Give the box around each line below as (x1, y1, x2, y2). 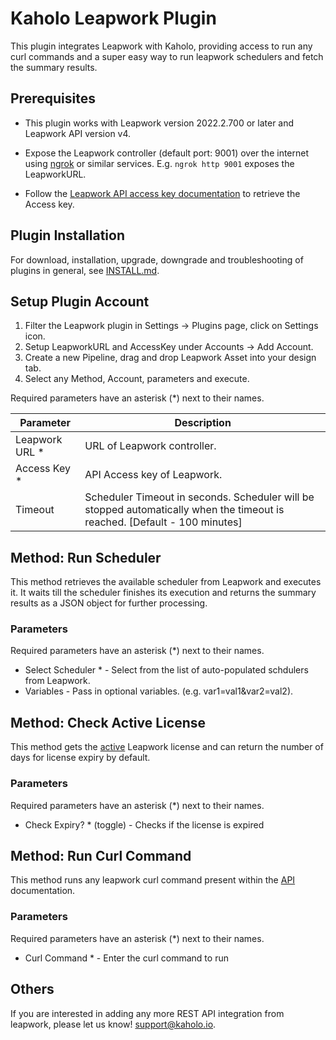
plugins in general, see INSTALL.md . (10, 264, 160, 276)
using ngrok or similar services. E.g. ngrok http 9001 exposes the (24, 157, 295, 169)
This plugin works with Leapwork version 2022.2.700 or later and (24, 117, 295, 129)
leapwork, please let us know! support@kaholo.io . (10, 1018, 217, 1030)
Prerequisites (10, 90, 96, 107)
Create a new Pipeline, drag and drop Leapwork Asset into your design (24, 352, 317, 364)
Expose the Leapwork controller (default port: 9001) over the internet (24, 147, 310, 159)
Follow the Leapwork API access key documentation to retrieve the (24, 187, 301, 199)
